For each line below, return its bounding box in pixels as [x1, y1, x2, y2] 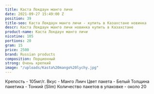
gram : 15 [5, 43, 23, 48]
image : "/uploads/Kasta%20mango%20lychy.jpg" [5, 66, 99, 70]
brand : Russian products [5, 52, 55, 57]
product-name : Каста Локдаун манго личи [5, 29, 88, 34]
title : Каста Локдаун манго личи [5, 7, 73, 12]
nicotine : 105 [5, 34, 34, 39]
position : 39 [5, 16, 32, 21]
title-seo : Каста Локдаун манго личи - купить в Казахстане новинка [5, 20, 147, 26]
